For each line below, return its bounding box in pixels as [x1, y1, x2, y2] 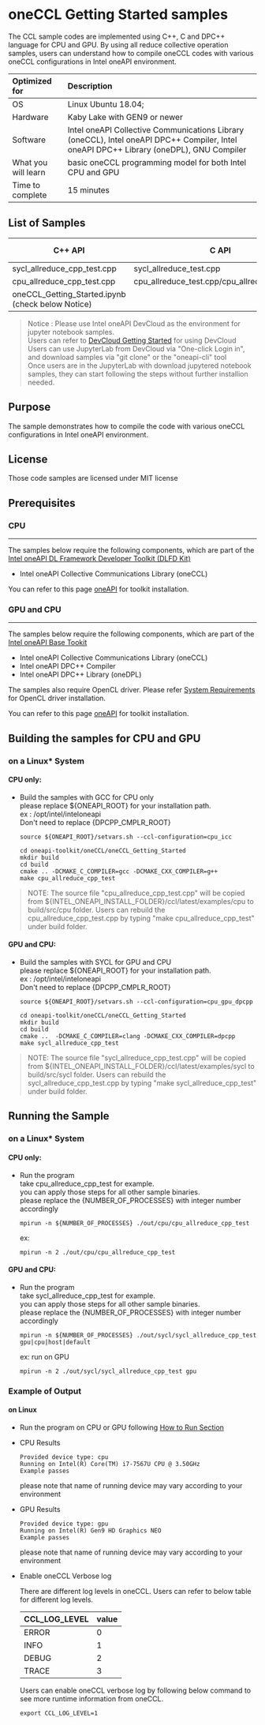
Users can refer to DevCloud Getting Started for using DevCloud [27, 336, 237, 345]
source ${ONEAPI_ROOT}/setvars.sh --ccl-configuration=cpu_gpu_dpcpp [19, 998, 254, 1006]
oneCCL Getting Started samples [8, 6, 229, 24]
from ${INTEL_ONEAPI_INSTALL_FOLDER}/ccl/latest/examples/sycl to [27, 1062, 255, 1071]
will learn [12, 167, 46, 178]
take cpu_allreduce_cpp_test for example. [19, 1179, 155, 1188]
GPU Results [19, 1504, 61, 1513]
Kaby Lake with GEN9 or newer [67, 111, 183, 122]
